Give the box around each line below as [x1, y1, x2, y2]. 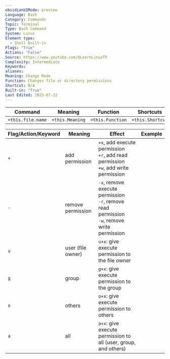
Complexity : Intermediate [5, 59, 60, 64]
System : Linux [5, 31, 35, 36]
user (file [65, 244, 87, 251]
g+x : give [98, 265, 119, 272]
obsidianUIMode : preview [5, 7, 58, 13]
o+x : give [98, 292, 119, 300]
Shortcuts [137, 109, 162, 116]
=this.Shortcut [131, 117, 168, 123]
